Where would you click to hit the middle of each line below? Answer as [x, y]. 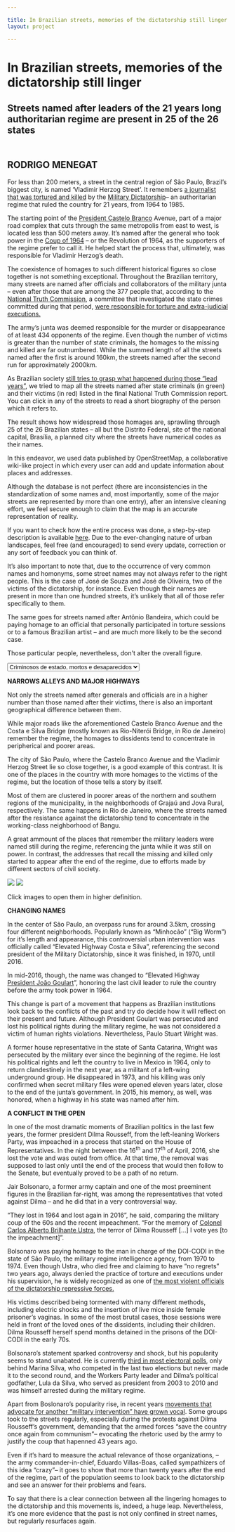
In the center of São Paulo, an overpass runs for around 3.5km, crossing [112, 924]
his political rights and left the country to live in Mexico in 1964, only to [109, 1062]
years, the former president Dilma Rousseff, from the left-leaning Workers [114, 1134]
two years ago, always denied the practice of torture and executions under [115, 1273]
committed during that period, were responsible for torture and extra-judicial [117, 306]
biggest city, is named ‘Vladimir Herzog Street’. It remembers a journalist [112, 189]
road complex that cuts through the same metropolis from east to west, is [113, 225]
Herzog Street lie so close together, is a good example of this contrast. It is [115, 766]
